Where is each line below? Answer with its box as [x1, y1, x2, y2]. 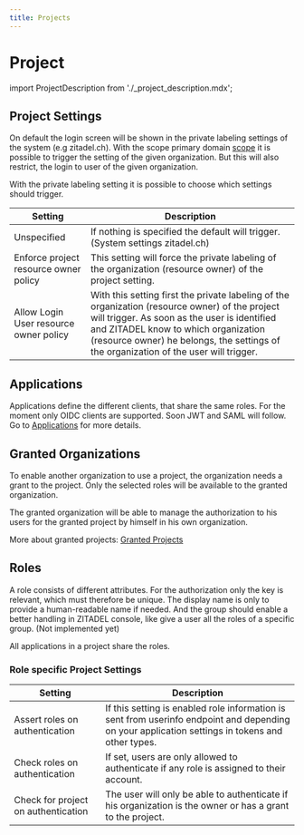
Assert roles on [14, 714, 79, 726]
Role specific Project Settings [9, 663, 142, 675]
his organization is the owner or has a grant [105, 800, 290, 812]
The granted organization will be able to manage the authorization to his [9, 507, 278, 518]
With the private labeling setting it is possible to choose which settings [9, 179, 272, 190]
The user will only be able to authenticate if [105, 788, 289, 801]
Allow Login [14, 306, 64, 318]
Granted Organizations [9, 446, 141, 461]
